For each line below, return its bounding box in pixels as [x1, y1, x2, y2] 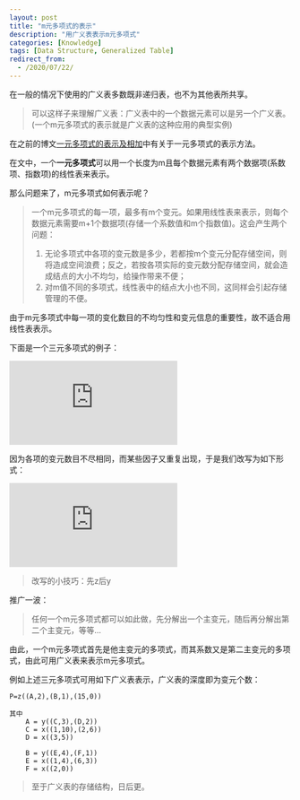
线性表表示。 [9, 323, 56, 334]
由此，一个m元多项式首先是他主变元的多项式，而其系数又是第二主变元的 [9, 643, 276, 655]
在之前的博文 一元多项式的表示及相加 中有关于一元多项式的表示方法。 [9, 138, 261, 149]
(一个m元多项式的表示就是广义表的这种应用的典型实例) [30, 118, 233, 130]
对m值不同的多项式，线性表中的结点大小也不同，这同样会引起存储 [44, 282, 287, 292]
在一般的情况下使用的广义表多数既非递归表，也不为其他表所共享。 [9, 89, 253, 100]
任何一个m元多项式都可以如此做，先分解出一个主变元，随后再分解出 [30, 613, 282, 624]
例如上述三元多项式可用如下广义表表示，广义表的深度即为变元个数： [9, 674, 261, 684]
